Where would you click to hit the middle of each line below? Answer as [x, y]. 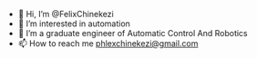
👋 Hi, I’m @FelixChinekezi [66, 14]
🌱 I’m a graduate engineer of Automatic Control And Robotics [133, 33]
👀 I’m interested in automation [74, 24]
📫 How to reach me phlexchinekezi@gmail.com [108, 43]
